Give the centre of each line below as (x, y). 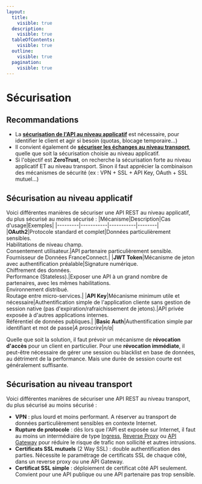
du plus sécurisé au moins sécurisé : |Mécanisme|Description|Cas (88, 219)
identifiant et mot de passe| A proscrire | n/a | (60, 328)
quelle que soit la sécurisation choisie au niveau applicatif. (87, 154)
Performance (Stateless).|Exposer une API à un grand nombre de (87, 277)
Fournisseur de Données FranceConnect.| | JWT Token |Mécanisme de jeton (100, 257)
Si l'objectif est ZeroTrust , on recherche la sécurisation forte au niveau (103, 160)
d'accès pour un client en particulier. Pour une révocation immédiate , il (96, 346)
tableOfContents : (33, 40)
